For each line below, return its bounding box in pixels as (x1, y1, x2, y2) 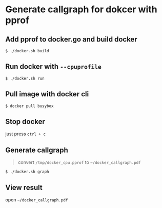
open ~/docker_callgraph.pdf (5, 197, 68, 203)
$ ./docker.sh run (5, 76, 45, 81)
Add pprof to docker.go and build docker (5, 35, 137, 44)
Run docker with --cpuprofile (5, 63, 102, 71)
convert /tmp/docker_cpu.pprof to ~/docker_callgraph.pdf (17, 159, 141, 165)
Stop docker (5, 117, 45, 126)
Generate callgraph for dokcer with (5, 4, 157, 15)
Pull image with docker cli (5, 90, 89, 98)
